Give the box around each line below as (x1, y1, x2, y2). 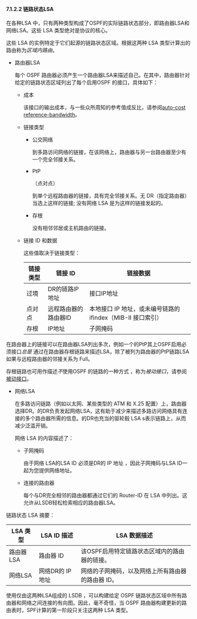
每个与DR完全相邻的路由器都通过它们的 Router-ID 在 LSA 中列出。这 (23, 492, 188, 499)
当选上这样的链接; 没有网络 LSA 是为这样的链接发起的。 (32, 199, 166, 207)
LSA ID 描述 (40, 532, 73, 540)
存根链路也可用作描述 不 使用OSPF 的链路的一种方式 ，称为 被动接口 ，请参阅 (6, 368, 187, 375)
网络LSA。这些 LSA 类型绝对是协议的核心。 (6, 27, 111, 34)
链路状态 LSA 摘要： (6, 512, 55, 519)
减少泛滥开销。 (14, 422, 51, 429)
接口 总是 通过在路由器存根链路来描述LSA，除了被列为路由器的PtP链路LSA (11, 348, 189, 355)
